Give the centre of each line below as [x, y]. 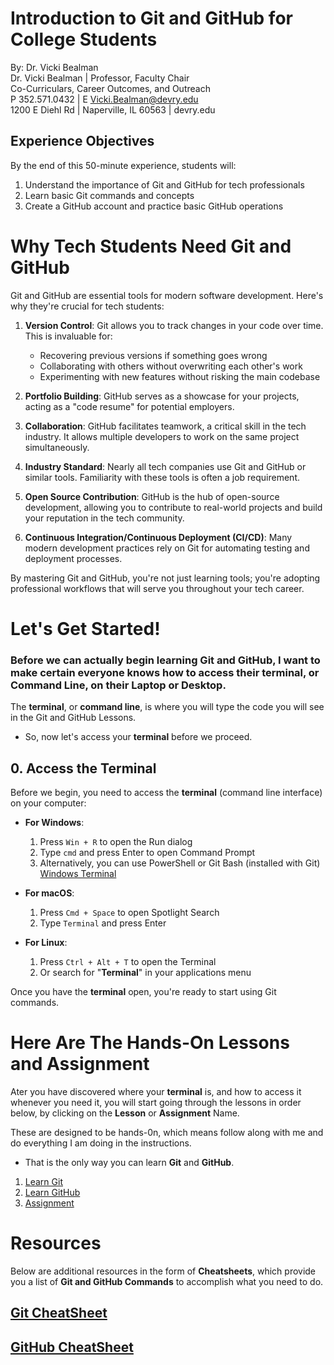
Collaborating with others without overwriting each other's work [171, 366]
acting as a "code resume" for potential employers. [129, 406]
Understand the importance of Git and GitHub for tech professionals [164, 184]
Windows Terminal [78, 873]
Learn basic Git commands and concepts [109, 195]
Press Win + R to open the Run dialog [116, 841]
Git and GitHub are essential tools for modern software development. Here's [167, 295]
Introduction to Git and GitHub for [151, 18]
